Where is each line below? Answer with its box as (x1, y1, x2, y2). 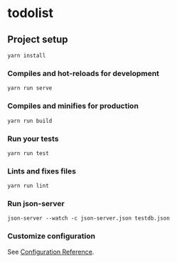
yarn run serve (7, 85, 53, 92)
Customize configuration (7, 231, 96, 241)
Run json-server (7, 199, 65, 209)
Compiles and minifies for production (7, 101, 139, 111)
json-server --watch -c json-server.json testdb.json (7, 215, 171, 222)
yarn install (7, 52, 46, 59)
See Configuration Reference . (7, 247, 95, 256)
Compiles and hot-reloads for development (7, 68, 160, 78)
